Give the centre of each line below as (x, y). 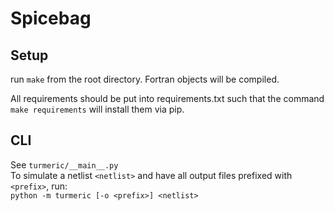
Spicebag (51, 18)
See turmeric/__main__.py (64, 164)
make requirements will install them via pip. (97, 109)
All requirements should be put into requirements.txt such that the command (167, 98)
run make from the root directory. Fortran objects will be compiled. (145, 79)
